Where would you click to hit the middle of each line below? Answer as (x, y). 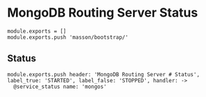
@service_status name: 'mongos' (60, 87)
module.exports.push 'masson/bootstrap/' (68, 37)
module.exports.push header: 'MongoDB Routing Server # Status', (103, 74)
